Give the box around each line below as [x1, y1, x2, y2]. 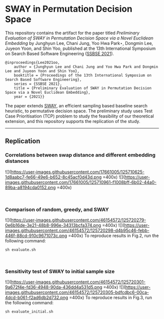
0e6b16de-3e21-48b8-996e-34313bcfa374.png [5, 222, 102, 228]
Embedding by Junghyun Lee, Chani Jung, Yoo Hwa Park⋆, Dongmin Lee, [5, 40, 153, 46]
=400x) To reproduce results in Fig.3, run [69, 295, 152, 300]
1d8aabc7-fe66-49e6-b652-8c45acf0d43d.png [5, 174, 102, 180]
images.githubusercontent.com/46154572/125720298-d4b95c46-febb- [5, 227, 150, 233]
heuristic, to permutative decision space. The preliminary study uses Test [5, 108, 153, 114]
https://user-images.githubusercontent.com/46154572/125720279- [11, 217, 146, 223]
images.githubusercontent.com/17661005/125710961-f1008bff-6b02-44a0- [5, 179, 157, 185]
